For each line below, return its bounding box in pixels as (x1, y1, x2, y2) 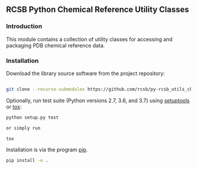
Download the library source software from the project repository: (6, 70, 165, 77)
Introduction (6, 22, 42, 31)
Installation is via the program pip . (6, 146, 88, 153)
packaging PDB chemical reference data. (6, 42, 106, 49)
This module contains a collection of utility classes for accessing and (6, 35, 173, 43)
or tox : (6, 103, 22, 110)
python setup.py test (6, 114, 59, 120)
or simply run (6, 125, 41, 131)
